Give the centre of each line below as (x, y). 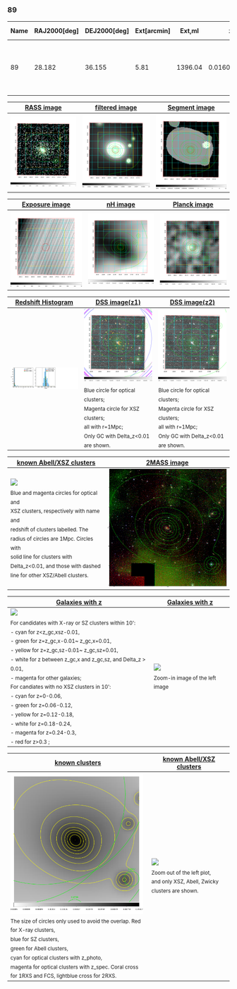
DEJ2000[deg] (107, 31)
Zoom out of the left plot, (181, 873)
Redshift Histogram (44, 302)
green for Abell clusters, (39, 948)
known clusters (78, 763)
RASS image (43, 108)
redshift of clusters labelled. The (49, 529)
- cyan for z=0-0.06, (36, 696)
